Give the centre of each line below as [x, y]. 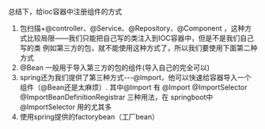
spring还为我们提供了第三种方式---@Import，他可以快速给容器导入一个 [135, 77]
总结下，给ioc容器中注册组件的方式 [65, 11]
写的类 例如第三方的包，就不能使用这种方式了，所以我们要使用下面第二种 [138, 48]
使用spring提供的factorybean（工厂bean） [89, 117]
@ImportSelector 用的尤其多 [66, 107]
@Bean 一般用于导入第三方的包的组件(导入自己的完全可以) [115, 68]
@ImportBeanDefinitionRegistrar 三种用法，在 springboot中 [116, 97]
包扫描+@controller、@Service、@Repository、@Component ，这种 [132, 28]
